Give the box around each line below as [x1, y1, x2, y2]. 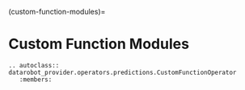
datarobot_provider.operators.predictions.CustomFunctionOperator [8, 68, 237, 76]
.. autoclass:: [8, 61, 60, 69]
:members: [19, 76, 53, 84]
